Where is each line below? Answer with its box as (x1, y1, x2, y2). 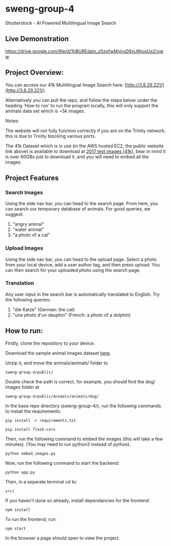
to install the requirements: (5, 408, 62, 414)
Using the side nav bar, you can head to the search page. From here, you (5, 200, 158, 206)
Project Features (5, 173, 59, 182)
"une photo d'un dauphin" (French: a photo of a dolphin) (12, 312, 131, 318)
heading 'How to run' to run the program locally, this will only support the (5, 102, 159, 108)
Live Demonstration (5, 35, 69, 43)
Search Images (5, 189, 43, 196)
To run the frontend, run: (5, 516, 57, 522)
